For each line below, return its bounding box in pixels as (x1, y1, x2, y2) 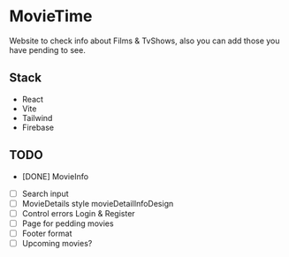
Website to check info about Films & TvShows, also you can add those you (9, 35, 280, 46)
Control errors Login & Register (21, 208, 135, 218)
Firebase (21, 122, 55, 132)
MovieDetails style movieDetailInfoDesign (21, 198, 174, 208)
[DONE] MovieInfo (21, 170, 89, 182)
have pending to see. (9, 44, 86, 55)
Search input (21, 188, 69, 199)
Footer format (21, 228, 72, 238)
